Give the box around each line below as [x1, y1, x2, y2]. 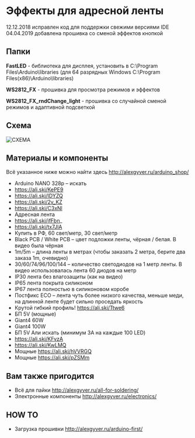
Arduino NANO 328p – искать [14, 180, 87, 187]
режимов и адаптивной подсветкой [6, 104, 95, 111]
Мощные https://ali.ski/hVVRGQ [14, 348, 92, 355]
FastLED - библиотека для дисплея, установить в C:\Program [6, 62, 158, 69]
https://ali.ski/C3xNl [14, 205, 62, 212]
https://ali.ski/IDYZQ [14, 192, 63, 200]
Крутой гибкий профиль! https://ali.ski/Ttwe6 [14, 304, 125, 312]
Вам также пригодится [6, 371, 95, 381]
